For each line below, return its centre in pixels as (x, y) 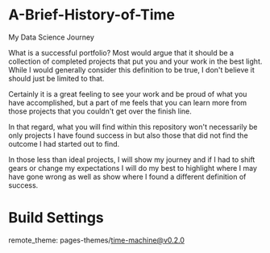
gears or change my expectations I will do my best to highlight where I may (133, 168)
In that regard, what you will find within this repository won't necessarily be (133, 126)
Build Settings (56, 218)
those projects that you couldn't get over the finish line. (100, 111)
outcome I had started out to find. (64, 143)
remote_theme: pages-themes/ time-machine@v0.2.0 (97, 240)
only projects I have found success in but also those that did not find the (128, 135)
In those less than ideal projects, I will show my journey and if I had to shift (132, 160)
